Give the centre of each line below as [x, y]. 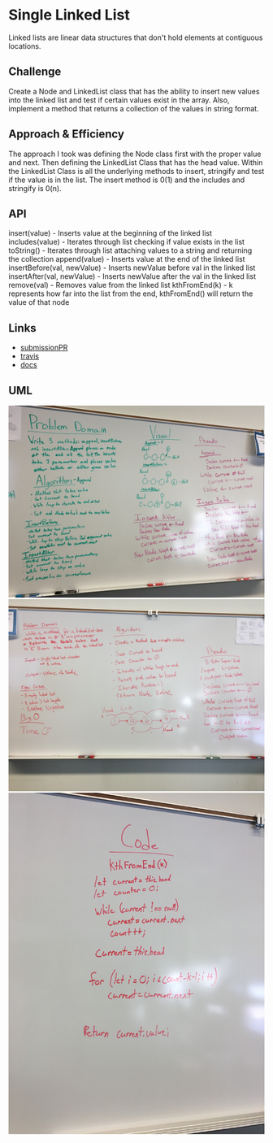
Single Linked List [69, 15]
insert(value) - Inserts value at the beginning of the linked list [110, 233]
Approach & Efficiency [66, 135]
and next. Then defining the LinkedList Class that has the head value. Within [136, 162]
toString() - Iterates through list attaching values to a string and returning [130, 250]
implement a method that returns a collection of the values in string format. [134, 108]
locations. [25, 46]
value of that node [39, 302]
